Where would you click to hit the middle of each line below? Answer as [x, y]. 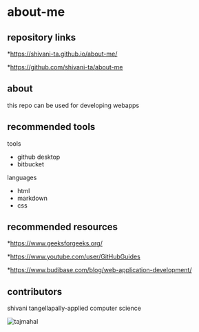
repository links [42, 37]
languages [22, 177]
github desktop [39, 157]
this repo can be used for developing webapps [73, 105]
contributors [35, 292]
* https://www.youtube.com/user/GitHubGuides [74, 257]
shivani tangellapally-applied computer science [74, 308]
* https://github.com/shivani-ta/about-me [65, 67]
